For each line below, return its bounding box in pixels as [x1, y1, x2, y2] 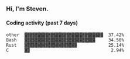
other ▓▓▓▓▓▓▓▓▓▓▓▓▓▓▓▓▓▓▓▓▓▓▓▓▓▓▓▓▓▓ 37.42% [6, 32, 125, 38]
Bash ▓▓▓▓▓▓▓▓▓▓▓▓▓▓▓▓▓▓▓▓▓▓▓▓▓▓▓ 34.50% [6, 37, 125, 43]
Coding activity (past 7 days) [6, 19, 78, 26]
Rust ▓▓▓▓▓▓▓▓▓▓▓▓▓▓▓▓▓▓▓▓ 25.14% [6, 43, 125, 48]
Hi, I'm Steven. [6, 5, 49, 13]
